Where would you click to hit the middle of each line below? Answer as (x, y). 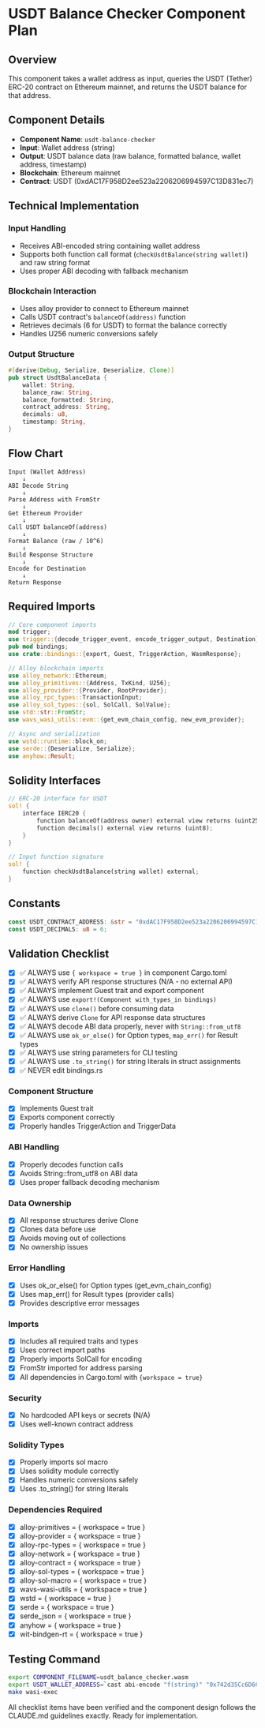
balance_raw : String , (58, 392)
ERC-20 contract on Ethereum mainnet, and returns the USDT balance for (127, 87)
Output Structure (41, 354)
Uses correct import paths (62, 1350)
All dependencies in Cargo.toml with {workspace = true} (111, 1377)
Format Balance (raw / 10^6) (56, 541)
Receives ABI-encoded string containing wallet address (110, 246)
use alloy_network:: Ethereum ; (58, 676)
